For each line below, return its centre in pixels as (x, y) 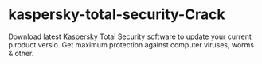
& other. (21, 53)
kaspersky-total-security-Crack (117, 15)
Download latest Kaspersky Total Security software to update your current (130, 36)
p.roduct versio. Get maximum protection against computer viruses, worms (131, 44)
